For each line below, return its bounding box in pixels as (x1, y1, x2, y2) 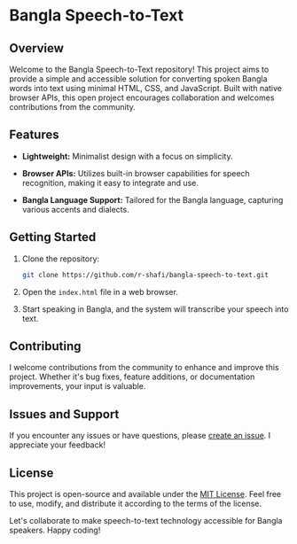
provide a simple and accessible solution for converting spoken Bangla (9, 74, 268, 84)
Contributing (9, 338, 82, 354)
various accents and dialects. (21, 204, 130, 214)
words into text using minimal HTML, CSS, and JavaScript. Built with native (9, 83, 282, 93)
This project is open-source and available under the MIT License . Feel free (9, 488, 282, 499)
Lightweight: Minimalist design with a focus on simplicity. (21, 151, 233, 161)
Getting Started (9, 229, 97, 245)
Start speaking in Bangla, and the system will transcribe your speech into (21, 303, 289, 315)
